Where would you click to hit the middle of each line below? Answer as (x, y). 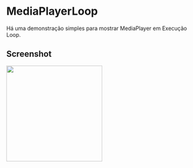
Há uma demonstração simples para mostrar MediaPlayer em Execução (97, 28)
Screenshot (29, 54)
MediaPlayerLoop (52, 11)
